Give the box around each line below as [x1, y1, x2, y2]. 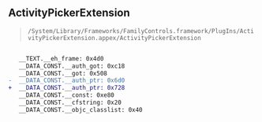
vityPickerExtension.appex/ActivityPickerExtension [27, 34, 201, 42]
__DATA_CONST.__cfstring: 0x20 [18, 98, 122, 107]
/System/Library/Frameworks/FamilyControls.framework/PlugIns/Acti [27, 27, 254, 35]
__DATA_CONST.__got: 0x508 [18, 69, 108, 77]
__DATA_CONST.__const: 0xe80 [18, 91, 114, 99]
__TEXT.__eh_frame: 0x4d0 [18, 54, 104, 62]
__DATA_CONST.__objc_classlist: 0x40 [18, 105, 144, 113]
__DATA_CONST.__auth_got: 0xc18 [18, 62, 125, 70]
